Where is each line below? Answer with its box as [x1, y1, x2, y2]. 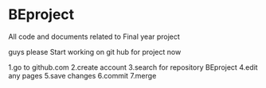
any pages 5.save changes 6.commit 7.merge [8, 71, 157, 80]
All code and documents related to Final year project [8, 32, 181, 41]
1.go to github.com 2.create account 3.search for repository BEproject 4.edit [8, 62, 258, 72]
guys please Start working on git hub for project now [8, 47, 182, 56]
